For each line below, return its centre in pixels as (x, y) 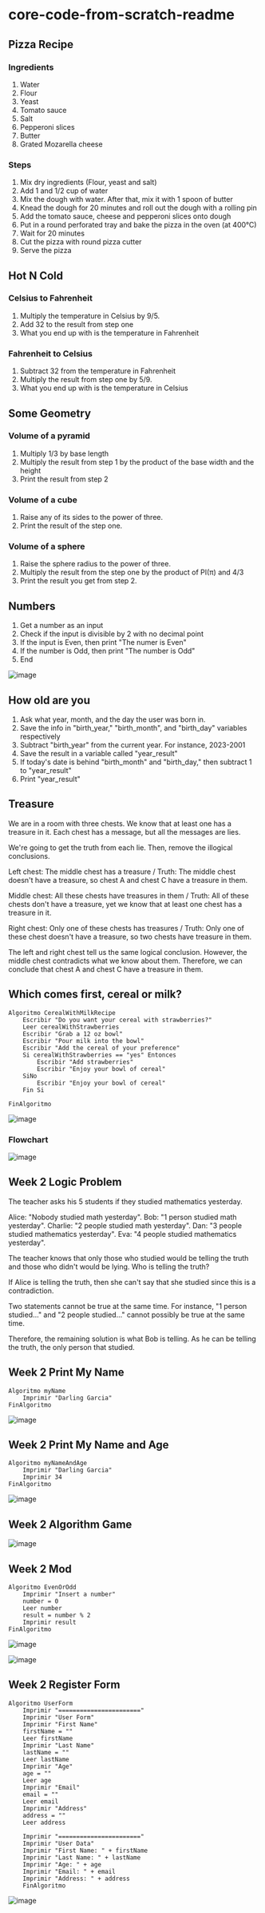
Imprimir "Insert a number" (69, 1595)
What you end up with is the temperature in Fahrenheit (109, 332)
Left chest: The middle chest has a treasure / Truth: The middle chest (122, 872)
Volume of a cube (43, 500)
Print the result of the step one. (71, 526)
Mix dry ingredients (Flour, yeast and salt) (88, 183)
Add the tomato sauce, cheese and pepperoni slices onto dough (125, 216)
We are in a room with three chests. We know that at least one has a (120, 824)
